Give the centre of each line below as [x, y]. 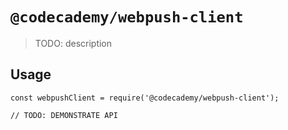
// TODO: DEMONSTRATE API [64, 115]
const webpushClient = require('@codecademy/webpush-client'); [145, 98]
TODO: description [73, 43]
